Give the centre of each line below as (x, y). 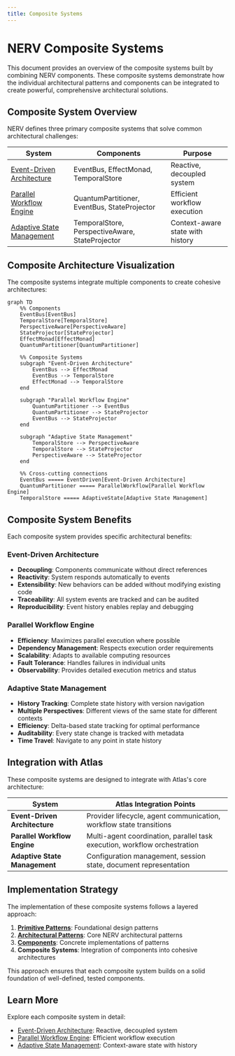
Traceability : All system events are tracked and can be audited (108, 599)
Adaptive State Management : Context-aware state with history (107, 1046)
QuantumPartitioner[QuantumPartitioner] (79, 345)
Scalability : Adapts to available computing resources (94, 655)
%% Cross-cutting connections (64, 474)
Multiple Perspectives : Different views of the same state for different (117, 711)
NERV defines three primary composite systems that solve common (105, 129)
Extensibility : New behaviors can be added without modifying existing (119, 585)
